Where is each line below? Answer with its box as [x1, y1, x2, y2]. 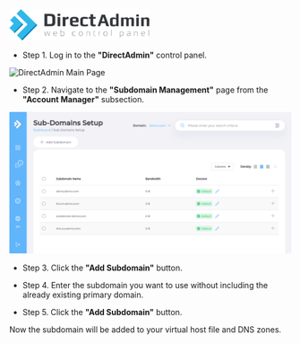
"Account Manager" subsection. [21, 94, 145, 105]
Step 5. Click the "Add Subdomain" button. [21, 307, 183, 318]
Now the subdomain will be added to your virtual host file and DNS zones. [9, 324, 282, 335]
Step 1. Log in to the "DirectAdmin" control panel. [21, 49, 208, 61]
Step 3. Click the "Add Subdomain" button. [21, 262, 183, 273]
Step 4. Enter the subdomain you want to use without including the [21, 280, 269, 291]
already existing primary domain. [21, 289, 144, 300]
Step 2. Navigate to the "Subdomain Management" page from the [21, 84, 269, 95]
